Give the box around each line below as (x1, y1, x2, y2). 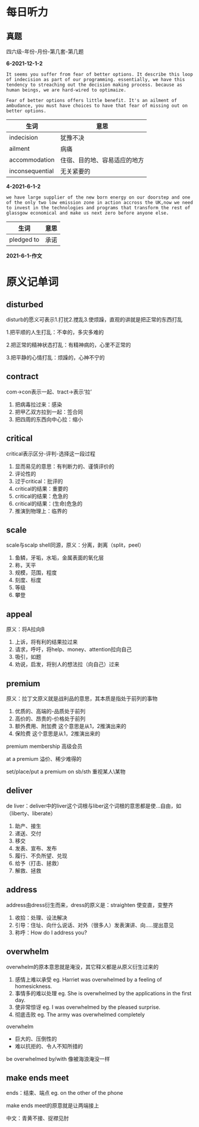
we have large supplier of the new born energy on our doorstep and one (6, 194, 191, 200)
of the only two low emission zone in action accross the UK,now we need (6, 200, 194, 206)
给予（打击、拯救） (14, 859, 63, 866)
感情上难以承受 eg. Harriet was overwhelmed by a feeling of (14, 976, 162, 983)
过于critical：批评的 (14, 478, 63, 485)
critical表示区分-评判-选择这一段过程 (6, 450, 96, 457)
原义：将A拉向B (6, 626, 45, 633)
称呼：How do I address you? (14, 928, 88, 936)
